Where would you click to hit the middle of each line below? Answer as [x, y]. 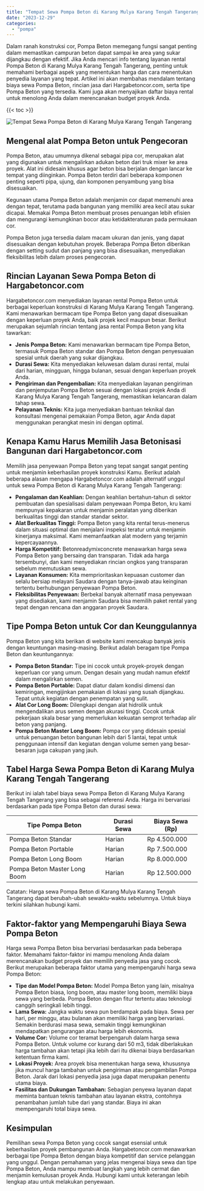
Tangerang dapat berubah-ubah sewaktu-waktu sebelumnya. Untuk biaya [99, 898]
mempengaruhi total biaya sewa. [56, 1109]
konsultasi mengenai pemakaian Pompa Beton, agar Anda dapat [95, 416]
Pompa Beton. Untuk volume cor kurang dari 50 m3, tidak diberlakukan [104, 1044]
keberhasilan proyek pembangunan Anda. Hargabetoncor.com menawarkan [101, 1149]
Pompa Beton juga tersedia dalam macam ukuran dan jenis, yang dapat [95, 238]
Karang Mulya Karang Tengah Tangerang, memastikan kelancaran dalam [106, 396]
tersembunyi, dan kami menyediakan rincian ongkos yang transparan [101, 562]
